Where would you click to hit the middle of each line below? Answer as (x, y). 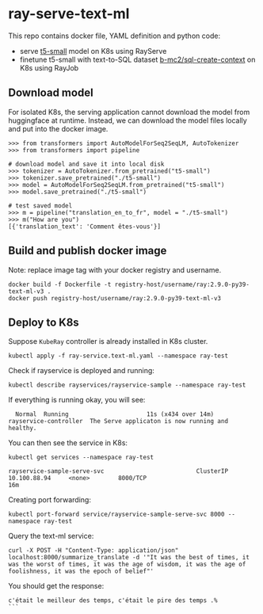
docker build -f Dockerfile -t (60, 284)
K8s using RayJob (49, 67)
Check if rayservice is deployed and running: (81, 371)
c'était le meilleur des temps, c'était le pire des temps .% (113, 601)
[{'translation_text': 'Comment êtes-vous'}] (84, 227)
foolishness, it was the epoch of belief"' (81, 571)
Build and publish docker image (88, 251)
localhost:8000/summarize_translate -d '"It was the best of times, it (129, 558)
